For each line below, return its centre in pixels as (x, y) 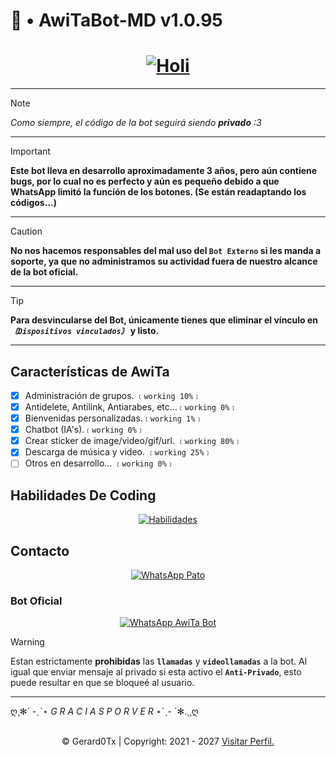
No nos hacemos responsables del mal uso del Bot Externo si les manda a (166, 251)
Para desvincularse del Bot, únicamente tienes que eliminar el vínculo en (164, 320)
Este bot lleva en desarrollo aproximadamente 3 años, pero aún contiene (164, 171)
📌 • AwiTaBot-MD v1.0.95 (116, 20)
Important (30, 151)
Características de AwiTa (90, 371)
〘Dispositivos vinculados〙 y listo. (85, 331)
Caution (26, 231)
